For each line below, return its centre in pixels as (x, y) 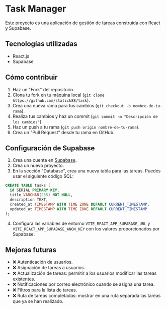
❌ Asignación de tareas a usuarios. (49, 268)
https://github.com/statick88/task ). (51, 100)
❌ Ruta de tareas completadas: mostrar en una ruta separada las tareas (87, 296)
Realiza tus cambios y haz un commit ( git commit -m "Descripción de (85, 116)
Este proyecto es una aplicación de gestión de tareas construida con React (83, 23)
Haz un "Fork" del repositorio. (43, 89)
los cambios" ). (27, 121)
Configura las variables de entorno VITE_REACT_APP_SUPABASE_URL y (81, 223)
